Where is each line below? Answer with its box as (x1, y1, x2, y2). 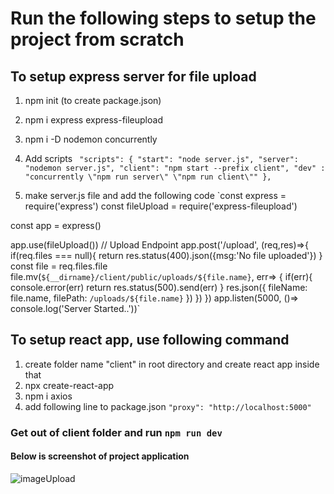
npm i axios (24, 390, 73, 402)
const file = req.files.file (10, 260, 108, 272)
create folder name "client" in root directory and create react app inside (24, 358, 320, 370)
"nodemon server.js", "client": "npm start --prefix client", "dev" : (24, 163, 326, 173)
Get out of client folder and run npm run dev (10, 425, 223, 439)
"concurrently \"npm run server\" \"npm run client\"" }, (24, 172, 272, 182)
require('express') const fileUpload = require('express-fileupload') (24, 200, 298, 212)
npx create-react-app (24, 379, 115, 391)
